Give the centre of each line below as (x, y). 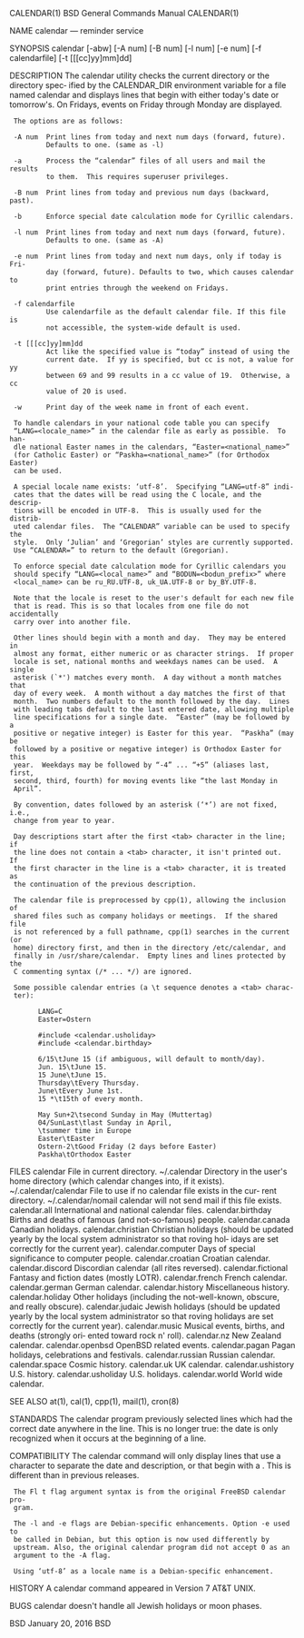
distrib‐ (26, 519)
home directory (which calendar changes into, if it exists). (117, 1181)
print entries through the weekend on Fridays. (137, 288)
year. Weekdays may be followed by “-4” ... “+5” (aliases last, (142, 765)
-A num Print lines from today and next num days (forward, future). (149, 137)
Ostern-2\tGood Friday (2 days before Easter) (127, 1147)
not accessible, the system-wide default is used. (144, 328)
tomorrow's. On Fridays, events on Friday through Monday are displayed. (146, 104)
